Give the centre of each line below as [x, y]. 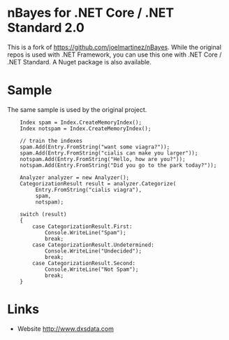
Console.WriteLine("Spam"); [86, 232]
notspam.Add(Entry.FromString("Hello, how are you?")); [103, 159]
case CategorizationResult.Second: [84, 263]
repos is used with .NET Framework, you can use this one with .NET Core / [114, 55]
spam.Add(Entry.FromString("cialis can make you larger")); [109, 153]
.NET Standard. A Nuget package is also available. [80, 62]
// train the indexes [51, 141]
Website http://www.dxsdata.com [65, 328]
